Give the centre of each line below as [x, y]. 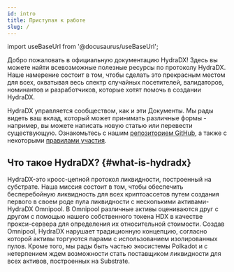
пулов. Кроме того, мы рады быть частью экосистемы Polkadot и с [108, 246]
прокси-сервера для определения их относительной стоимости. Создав [116, 224]
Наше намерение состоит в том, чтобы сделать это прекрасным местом [116, 75]
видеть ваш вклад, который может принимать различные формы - [107, 118]
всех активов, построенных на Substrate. [69, 261]
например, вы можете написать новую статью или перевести [100, 126]
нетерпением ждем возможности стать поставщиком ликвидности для [114, 254]
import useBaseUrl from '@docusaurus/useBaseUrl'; [83, 47]
